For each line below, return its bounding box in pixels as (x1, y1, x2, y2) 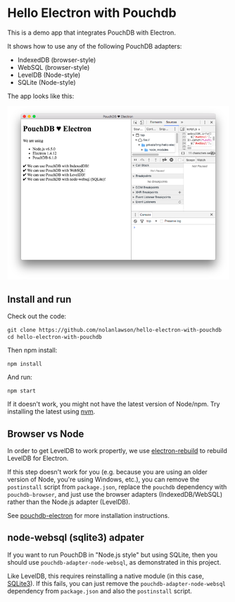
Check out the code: (7, 312, 67, 320)
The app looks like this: (7, 92, 75, 100)
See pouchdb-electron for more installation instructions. (7, 512, 170, 520)
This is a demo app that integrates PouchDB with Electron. (7, 28, 176, 37)
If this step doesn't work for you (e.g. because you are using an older (7, 468, 208, 476)
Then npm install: (7, 346, 58, 354)
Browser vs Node (7, 428, 84, 440)
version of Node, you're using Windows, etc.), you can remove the (7, 475, 200, 484)
